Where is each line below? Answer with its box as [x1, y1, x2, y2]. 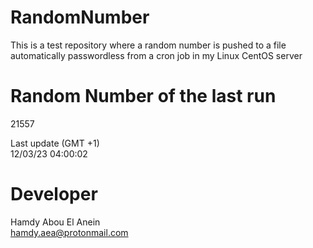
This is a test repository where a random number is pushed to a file [10, 39, 287, 51]
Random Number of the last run [10, 85, 277, 108]
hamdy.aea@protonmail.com [10, 226, 129, 238]
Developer [10, 183, 98, 206]
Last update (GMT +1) [10, 137, 100, 149]
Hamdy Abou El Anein [10, 216, 101, 228]
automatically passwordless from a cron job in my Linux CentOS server [10, 49, 303, 61]
